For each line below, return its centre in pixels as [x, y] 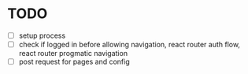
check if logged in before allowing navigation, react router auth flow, [130, 44]
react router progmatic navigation [73, 54]
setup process [42, 35]
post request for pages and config [74, 62]
